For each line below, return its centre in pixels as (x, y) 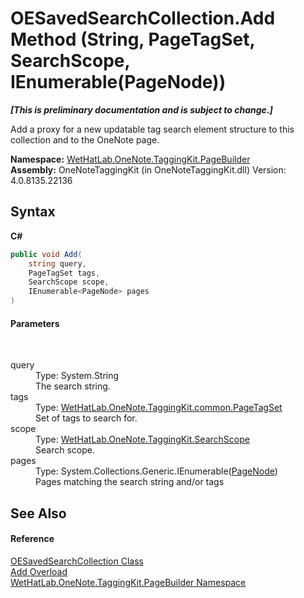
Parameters (35, 323)
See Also (38, 513)
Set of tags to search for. (86, 418)
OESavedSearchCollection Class (77, 561)
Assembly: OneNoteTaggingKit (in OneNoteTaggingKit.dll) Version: (148, 169)
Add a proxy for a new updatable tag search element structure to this (152, 129)
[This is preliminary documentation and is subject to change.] (141, 109)
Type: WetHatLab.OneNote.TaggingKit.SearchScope (142, 439)
